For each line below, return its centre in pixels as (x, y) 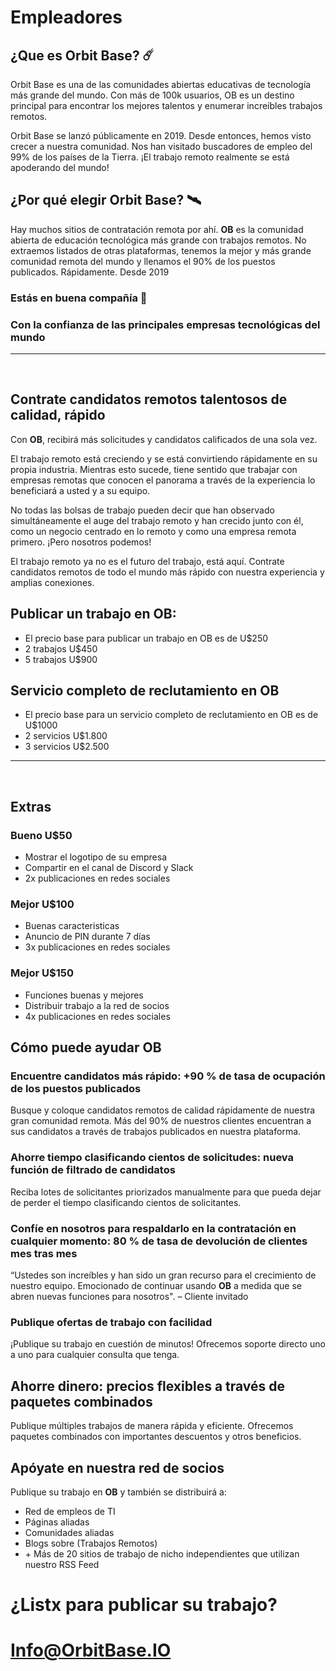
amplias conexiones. (52, 582)
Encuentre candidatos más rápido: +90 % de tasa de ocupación (168, 1076)
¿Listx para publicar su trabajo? (144, 1605)
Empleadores (66, 17)
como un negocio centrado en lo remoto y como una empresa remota (153, 531)
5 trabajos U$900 (61, 659)
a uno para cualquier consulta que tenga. (95, 1355)
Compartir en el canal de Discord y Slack (109, 868)
